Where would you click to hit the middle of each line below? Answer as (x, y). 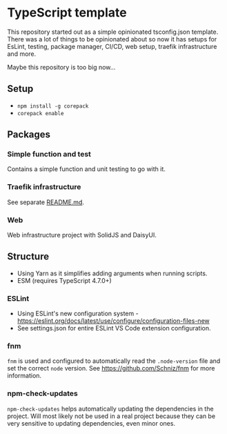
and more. (22, 54)
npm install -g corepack (53, 106)
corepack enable (40, 113)
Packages (29, 135)
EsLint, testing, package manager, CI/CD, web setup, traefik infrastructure (112, 46)
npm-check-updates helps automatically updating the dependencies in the (110, 408)
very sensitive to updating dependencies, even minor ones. (91, 423)
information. (24, 376)
